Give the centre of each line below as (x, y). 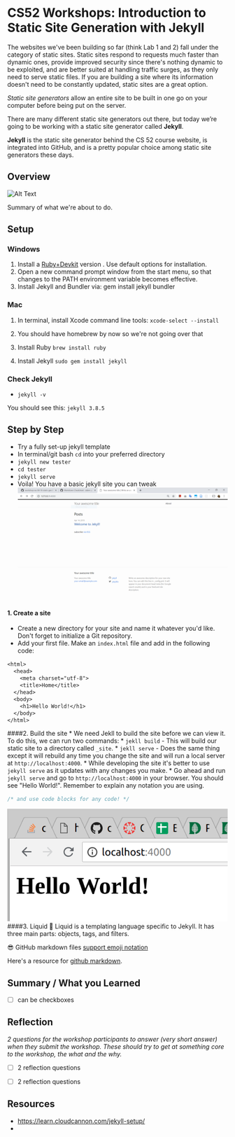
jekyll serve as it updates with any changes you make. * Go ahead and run (116, 771)
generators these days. (41, 155)
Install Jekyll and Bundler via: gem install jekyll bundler (96, 287)
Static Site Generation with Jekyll (106, 28)
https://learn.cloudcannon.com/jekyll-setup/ (81, 1121)
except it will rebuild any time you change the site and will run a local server (116, 756)
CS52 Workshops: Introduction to (107, 13)
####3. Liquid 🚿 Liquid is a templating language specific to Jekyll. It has (111, 926)
